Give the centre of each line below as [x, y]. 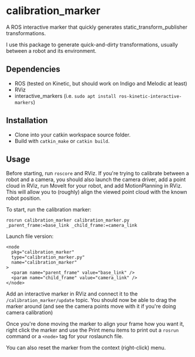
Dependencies [33, 69]
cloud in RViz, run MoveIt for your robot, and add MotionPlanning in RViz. [94, 186]
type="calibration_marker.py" [48, 257]
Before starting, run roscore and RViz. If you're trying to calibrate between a [97, 174]
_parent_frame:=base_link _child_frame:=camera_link [72, 226]
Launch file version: [30, 236]
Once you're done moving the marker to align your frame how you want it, [95, 324]
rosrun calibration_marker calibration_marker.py [68, 220]
